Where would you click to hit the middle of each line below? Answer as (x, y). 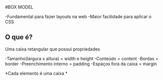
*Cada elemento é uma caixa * (36, 73)
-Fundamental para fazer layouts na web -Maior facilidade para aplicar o (78, 16)
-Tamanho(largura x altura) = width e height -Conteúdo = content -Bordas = (82, 58)
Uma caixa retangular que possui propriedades (53, 49)
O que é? (19, 37)
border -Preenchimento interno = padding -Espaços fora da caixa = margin (81, 64)
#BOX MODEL (19, 7)
